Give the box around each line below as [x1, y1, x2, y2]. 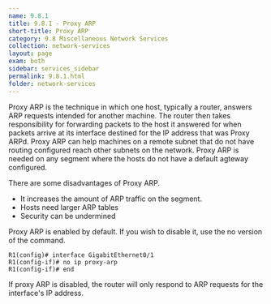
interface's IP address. [8, 288, 84, 298]
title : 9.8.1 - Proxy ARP [8, 19, 96, 28]
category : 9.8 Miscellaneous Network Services [8, 34, 169, 43]
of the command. [8, 235, 67, 245]
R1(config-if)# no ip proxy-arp [8, 258, 118, 266]
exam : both [8, 58, 45, 66]
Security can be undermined [19, 211, 116, 221]
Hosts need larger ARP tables [19, 202, 119, 212]
